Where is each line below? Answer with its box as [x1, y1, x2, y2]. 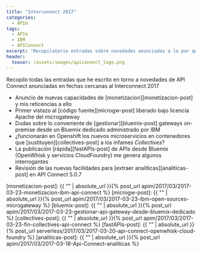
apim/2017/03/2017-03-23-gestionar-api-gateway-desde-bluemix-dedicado [6, 208, 195, 215]
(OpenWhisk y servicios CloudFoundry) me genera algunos [14, 151, 162, 158]
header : [6, 54, 26, 60]
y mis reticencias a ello [14, 100, 72, 107]
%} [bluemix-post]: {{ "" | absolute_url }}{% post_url [42, 201, 171, 208]
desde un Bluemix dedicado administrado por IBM [36, 126, 161, 133]
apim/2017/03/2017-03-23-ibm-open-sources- [72, 195, 189, 202]
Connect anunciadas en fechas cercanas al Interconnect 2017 [6, 82, 159, 89]
